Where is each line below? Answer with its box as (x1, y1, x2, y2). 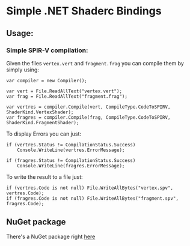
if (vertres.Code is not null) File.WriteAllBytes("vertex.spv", (6, 185, 173, 191)
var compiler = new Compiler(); (6, 77, 87, 83)
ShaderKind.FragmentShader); (6, 119, 79, 125)
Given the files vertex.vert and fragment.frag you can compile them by (6, 59, 185, 67)
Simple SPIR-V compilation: (6, 46, 88, 55)
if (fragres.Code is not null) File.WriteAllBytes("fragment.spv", (6, 195, 179, 202)
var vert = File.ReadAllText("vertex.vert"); (6, 88, 122, 94)
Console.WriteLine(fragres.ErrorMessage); (17, 163, 125, 169)
